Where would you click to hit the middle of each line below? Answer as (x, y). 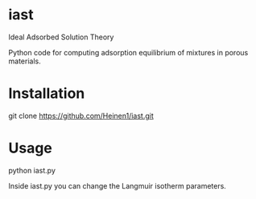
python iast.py (32, 170)
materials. (25, 61)
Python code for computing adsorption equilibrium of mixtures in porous (128, 52)
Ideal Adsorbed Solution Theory (61, 37)
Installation (47, 93)
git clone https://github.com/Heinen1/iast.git (81, 116)
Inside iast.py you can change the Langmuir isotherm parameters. (118, 185)
